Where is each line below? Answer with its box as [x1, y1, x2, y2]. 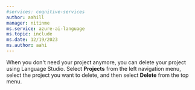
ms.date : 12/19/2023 [6, 37, 59, 43]
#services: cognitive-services [6, 8, 85, 15]
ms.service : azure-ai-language [6, 25, 85, 32]
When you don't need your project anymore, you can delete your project [6, 58, 186, 66]
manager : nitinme [6, 20, 50, 26]
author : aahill [6, 14, 45, 20]
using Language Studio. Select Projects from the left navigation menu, [6, 65, 181, 72]
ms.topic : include [6, 31, 53, 37]
